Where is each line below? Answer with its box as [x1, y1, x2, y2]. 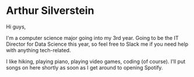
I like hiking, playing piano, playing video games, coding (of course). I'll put [6, 58, 186, 65]
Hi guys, [6, 23, 26, 30]
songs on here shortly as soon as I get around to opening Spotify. [6, 64, 163, 71]
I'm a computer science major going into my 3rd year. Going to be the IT [6, 34, 179, 41]
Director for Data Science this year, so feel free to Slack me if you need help [6, 41, 188, 47]
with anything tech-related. [6, 46, 71, 53]
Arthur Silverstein [6, 4, 94, 17]
